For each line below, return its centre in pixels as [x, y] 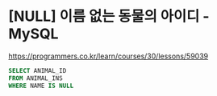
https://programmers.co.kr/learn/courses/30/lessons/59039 [108, 56]
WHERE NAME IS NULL [41, 86]
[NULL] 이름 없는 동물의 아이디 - [109, 16]
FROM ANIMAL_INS [35, 78]
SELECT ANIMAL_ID [38, 70]
